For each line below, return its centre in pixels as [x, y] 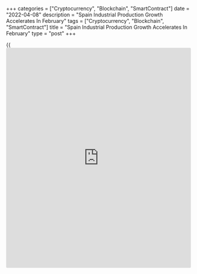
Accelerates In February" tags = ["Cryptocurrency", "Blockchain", [85, 21]
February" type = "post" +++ [41, 33]
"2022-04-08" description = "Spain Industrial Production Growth [84, 15]
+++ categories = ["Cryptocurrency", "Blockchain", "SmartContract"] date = [98, 9]
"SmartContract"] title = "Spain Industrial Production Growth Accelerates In [97, 27]
